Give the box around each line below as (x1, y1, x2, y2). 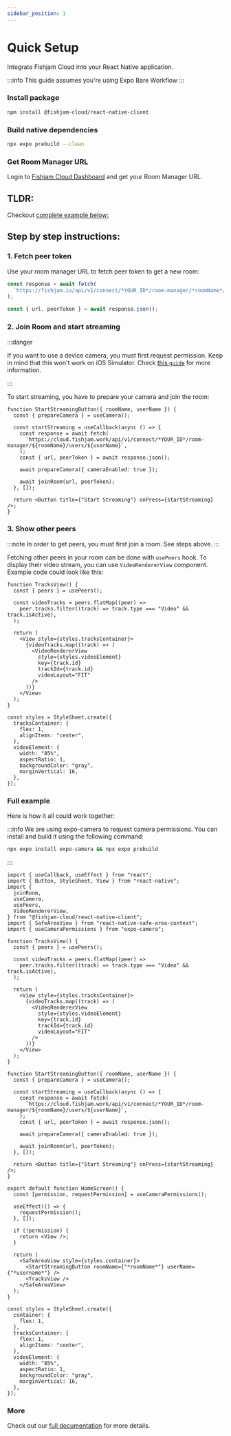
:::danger (7, 338, 33, 346)
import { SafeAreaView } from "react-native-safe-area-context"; (7, 919, 198, 927)
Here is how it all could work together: (7, 812, 115, 820)
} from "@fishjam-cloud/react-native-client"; (7, 914, 143, 921)
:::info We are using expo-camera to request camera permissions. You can (7, 825, 218, 834)
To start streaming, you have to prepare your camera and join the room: (7, 392, 210, 400)
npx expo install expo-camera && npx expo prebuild (7, 845, 158, 853)
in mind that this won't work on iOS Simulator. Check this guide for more (7, 358, 211, 367)
